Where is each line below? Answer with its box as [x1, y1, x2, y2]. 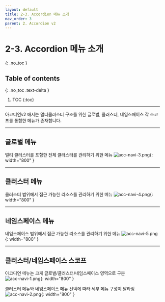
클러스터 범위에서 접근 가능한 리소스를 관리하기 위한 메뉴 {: [5, 191, 153, 197]
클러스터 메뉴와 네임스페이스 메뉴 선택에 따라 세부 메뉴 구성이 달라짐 [5, 286, 135, 292]
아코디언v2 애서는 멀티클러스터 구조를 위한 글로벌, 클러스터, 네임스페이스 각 [5, 111, 149, 117]
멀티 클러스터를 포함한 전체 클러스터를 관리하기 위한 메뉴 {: [5, 151, 153, 157]
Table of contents [5, 74, 60, 82]
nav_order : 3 [5, 16, 32, 21]
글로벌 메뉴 [5, 138, 37, 146]
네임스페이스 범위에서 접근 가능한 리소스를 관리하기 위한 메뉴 [5, 231, 121, 237]
